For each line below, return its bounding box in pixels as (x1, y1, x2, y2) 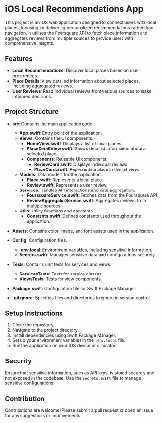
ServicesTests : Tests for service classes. (19, 271, 103, 276)
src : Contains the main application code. (12, 121, 94, 127)
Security (5, 357, 32, 365)
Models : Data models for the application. (19, 171, 102, 177)
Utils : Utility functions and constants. (19, 208, 94, 213)
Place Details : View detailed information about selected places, (12, 78, 140, 84)
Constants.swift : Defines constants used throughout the (26, 213, 142, 219)
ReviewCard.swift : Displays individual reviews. (34, 161, 129, 167)
